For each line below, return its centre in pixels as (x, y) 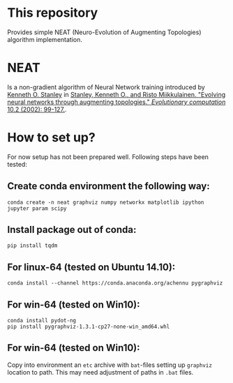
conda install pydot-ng (42, 321)
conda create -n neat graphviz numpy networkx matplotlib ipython (106, 202)
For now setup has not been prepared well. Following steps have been (108, 157)
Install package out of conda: (72, 230)
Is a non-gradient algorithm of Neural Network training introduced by (106, 87)
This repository (53, 13)
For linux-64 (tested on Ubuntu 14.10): (91, 267)
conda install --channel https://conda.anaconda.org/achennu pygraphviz (115, 283)
